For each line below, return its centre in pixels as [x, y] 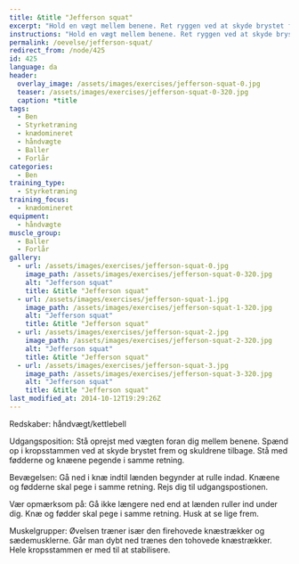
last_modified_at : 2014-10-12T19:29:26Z [85, 399]
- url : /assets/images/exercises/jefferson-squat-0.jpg [123, 266]
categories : [31, 167]
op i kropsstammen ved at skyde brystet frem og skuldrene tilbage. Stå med [149, 450]
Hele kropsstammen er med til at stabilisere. [90, 550]
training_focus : [39, 200]
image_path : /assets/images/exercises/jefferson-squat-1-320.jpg [149, 307]
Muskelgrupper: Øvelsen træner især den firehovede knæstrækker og [137, 530]
